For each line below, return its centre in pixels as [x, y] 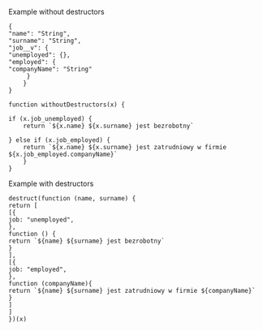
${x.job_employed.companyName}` [63, 154]
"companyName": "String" [50, 69]
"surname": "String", [45, 41]
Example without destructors [56, 12]
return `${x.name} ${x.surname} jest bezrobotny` [109, 126]
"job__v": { [28, 48]
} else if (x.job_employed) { [60, 140]
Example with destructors [51, 183]
